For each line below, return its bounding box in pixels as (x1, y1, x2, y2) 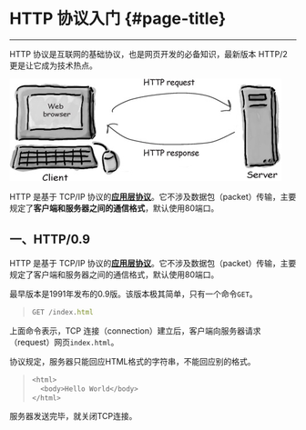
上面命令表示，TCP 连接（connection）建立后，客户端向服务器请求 (9, 325, 261, 336)
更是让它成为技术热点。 (9, 60, 97, 71)
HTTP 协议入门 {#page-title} (9, 8, 227, 29)
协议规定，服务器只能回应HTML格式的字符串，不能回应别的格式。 (9, 355, 257, 366)
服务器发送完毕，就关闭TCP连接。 (9, 410, 138, 421)
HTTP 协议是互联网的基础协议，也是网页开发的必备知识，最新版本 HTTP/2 (9, 48, 289, 59)
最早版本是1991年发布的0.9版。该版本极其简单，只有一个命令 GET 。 (9, 288, 258, 299)
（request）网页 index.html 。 (9, 336, 119, 347)
